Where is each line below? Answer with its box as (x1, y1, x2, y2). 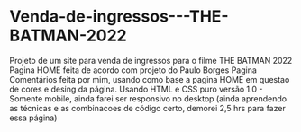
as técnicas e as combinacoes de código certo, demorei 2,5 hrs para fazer (9, 102, 286, 113)
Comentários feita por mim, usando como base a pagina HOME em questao (9, 74, 290, 84)
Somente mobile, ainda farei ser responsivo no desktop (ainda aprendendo (9, 92, 287, 104)
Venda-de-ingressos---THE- (9, 6, 229, 27)
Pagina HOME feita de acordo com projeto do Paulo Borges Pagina (9, 65, 257, 75)
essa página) (9, 112, 58, 123)
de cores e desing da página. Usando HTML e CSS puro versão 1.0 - (9, 84, 263, 94)
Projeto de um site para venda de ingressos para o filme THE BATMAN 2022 (9, 55, 293, 66)
